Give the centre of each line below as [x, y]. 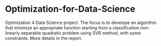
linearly [13, 33]
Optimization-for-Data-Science [70, 9]
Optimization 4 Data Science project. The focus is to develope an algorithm [81, 23]
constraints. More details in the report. [44, 38]
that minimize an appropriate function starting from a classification [72, 27]
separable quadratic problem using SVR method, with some [81, 33]
